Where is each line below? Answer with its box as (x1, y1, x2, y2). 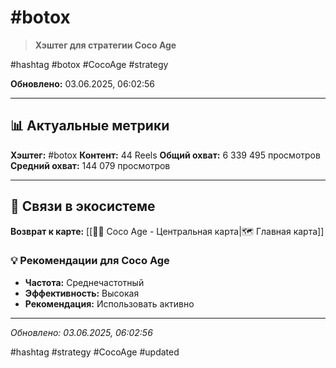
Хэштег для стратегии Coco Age (34, 39, 177, 51)
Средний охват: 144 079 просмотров (10, 159, 171, 171)
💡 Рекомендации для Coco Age (10, 254, 170, 268)
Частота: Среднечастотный (24, 276, 145, 288)
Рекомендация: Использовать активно (24, 297, 195, 310)
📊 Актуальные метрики (10, 117, 170, 135)
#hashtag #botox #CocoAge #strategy (10, 58, 169, 70)
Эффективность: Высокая (24, 287, 140, 299)
